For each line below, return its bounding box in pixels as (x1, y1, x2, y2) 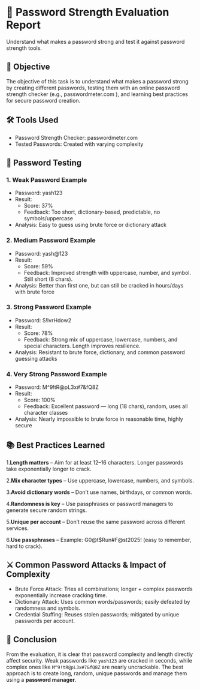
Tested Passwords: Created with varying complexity (14, 140, 144, 148)
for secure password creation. (6, 97, 81, 104)
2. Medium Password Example (6, 236, 96, 245)
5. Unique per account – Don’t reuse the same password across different (6, 518, 186, 525)
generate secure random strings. (6, 507, 87, 514)
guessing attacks (14, 355, 57, 362)
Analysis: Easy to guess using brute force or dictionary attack (14, 221, 166, 229)
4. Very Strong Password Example (6, 370, 108, 378)
